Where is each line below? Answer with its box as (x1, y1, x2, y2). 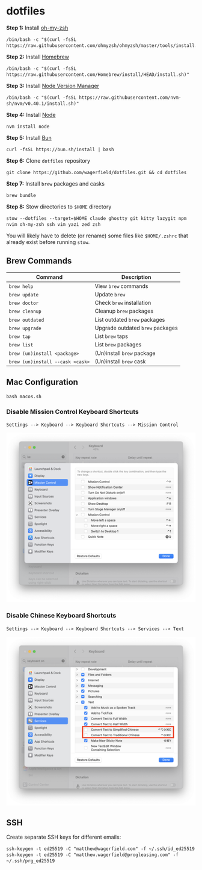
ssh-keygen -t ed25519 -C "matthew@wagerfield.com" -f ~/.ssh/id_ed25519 (6, 846, 195, 852)
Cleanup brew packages (94, 307, 154, 315)
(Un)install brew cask (94, 357, 146, 365)
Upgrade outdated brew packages (94, 324, 179, 331)
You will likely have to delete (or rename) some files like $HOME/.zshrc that (6, 232, 188, 239)
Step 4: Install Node (6, 111, 56, 118)
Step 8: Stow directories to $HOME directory (6, 203, 112, 210)
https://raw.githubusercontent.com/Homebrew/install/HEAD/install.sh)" (6, 71, 189, 78)
